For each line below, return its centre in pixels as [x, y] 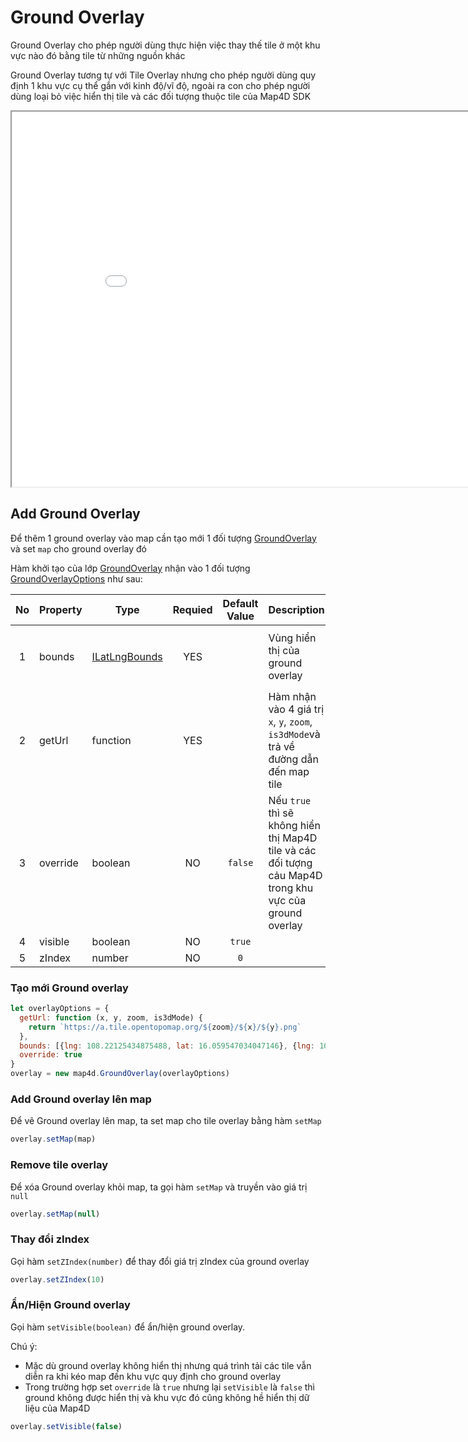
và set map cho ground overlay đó [78, 548]
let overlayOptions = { [60, 1009]
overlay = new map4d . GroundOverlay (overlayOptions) [120, 1074]
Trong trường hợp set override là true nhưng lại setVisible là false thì [170, 1387]
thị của [284, 650]
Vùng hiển [292, 638]
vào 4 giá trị [296, 709]
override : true [51, 1055]
